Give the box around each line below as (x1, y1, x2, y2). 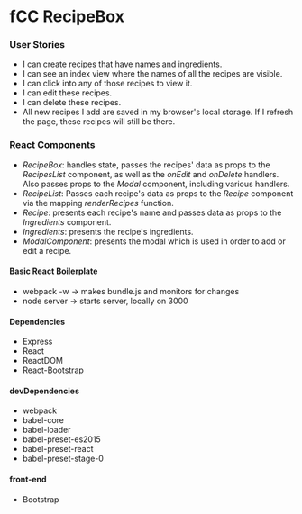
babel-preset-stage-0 (22, 453, 104, 464)
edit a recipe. (22, 245, 72, 256)
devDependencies (9, 385, 79, 396)
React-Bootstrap (22, 365, 84, 375)
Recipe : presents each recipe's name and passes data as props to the (22, 207, 282, 218)
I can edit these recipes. (22, 87, 113, 98)
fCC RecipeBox (9, 6, 124, 27)
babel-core (22, 415, 65, 426)
